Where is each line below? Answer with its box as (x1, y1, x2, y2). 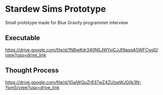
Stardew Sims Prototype (5, 3, 106, 15)
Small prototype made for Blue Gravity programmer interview (5, 20, 128, 25)
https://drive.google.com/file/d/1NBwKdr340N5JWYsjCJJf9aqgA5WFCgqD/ (5, 47, 158, 52)
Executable (5, 34, 40, 42)
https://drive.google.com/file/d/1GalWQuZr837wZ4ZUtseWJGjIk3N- (5, 79, 142, 85)
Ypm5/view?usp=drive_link (5, 84, 60, 90)
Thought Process (5, 66, 59, 74)
